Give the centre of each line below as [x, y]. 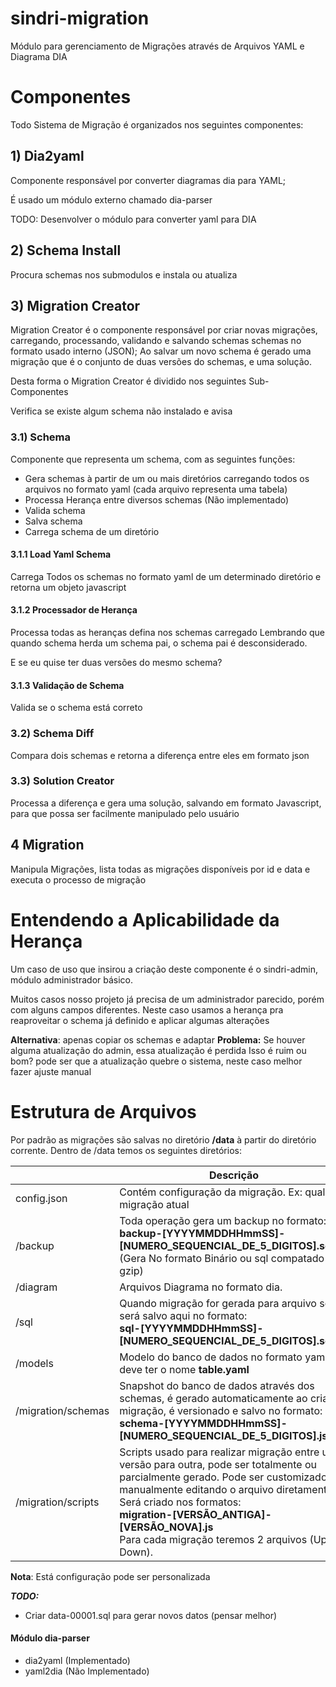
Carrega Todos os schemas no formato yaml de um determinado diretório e [166, 576]
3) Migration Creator [75, 305]
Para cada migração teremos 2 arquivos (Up [223, 1539]
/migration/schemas [62, 1410]
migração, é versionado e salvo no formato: [221, 1410]
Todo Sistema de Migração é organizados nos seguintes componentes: [157, 124]
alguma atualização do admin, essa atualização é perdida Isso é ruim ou [158, 1050]
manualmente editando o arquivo [196, 1489]
